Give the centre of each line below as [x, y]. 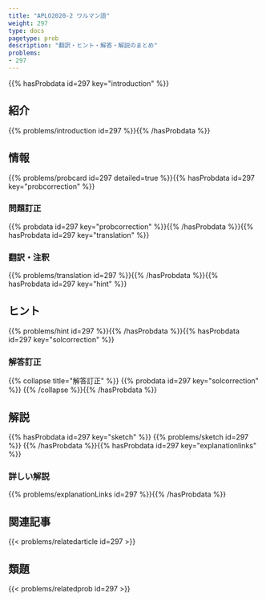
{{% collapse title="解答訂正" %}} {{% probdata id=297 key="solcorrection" [133, 381]
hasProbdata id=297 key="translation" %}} [79, 235]
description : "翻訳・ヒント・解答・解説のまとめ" [83, 46]
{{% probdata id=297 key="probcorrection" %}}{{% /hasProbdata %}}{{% [131, 227]
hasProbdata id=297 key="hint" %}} [68, 284]
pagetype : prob [34, 38]
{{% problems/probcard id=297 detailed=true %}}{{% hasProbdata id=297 [131, 178]
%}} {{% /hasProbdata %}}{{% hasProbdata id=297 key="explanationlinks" [133, 446]
